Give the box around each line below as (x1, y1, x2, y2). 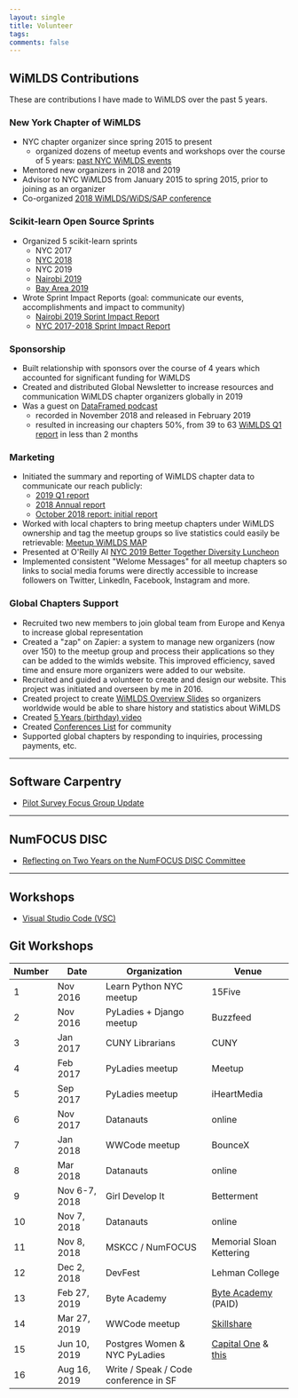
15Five (211, 985, 241, 997)
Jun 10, (57, 1338, 90, 1350)
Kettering (211, 1246, 250, 1259)
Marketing (9, 450, 55, 463)
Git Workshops (9, 939, 94, 954)
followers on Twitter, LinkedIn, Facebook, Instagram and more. (21, 575, 251, 586)
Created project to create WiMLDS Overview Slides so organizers (21, 693, 262, 703)
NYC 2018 (35, 254, 73, 265)
